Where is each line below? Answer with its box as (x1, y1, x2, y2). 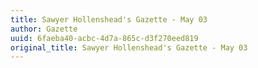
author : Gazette (10, 24, 78, 34)
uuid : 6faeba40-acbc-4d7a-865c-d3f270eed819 (10, 33, 199, 43)
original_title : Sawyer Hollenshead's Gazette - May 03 (10, 42, 248, 53)
